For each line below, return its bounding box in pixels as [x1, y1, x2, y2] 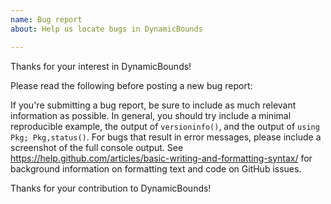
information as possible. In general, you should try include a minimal [10, 109, 292, 121]
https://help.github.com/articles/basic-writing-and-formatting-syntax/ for [10, 152, 313, 164]
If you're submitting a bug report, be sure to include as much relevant [10, 99, 297, 111]
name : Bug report [10, 14, 83, 25]
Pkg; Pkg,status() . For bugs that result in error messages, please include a [10, 131, 322, 143]
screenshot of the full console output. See [10, 141, 184, 153]
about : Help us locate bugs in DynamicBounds [10, 24, 203, 34]
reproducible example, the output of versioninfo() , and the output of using [10, 120, 320, 132]
